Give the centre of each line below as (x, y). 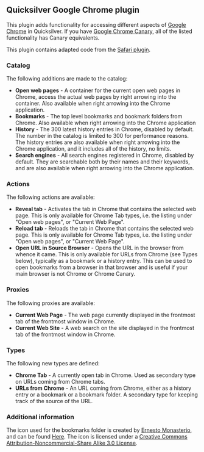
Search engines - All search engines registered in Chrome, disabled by (104, 156)
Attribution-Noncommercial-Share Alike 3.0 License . (72, 443)
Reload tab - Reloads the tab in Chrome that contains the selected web (104, 229)
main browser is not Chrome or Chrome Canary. (75, 274)
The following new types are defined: (53, 363)
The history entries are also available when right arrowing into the (97, 142)
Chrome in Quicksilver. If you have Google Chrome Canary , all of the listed (99, 31)
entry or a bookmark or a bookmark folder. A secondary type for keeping (106, 395)
